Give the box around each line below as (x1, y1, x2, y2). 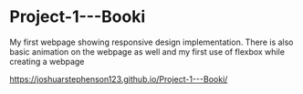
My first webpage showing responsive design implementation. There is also (9, 37, 294, 47)
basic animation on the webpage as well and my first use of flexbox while (9, 46, 286, 57)
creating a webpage (9, 56, 85, 67)
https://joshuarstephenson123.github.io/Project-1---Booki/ (9, 73, 228, 84)
